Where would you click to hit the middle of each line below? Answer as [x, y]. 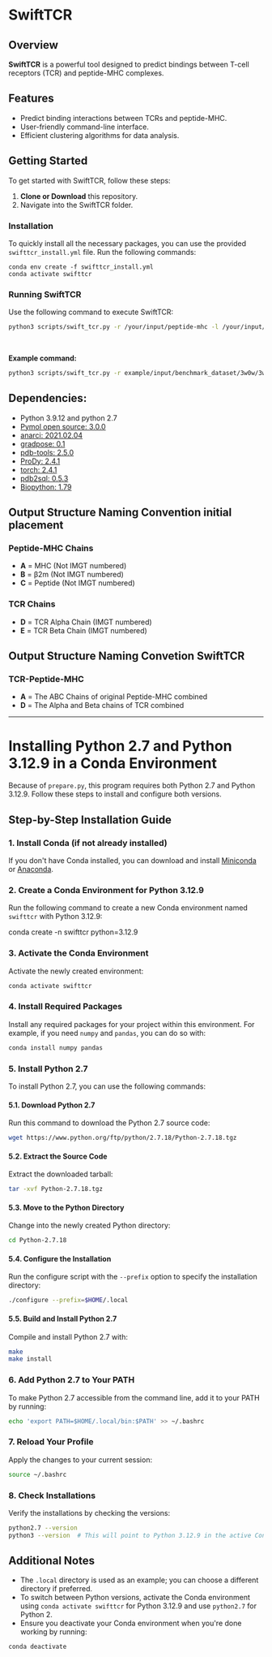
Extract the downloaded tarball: [61, 1174]
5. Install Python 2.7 [48, 1068]
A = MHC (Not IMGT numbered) [73, 566]
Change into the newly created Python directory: [89, 1225]
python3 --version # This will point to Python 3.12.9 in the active [130, 1535]
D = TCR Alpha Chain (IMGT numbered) [86, 622]
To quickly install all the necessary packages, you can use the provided [127, 243]
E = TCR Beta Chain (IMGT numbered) [83, 630]
